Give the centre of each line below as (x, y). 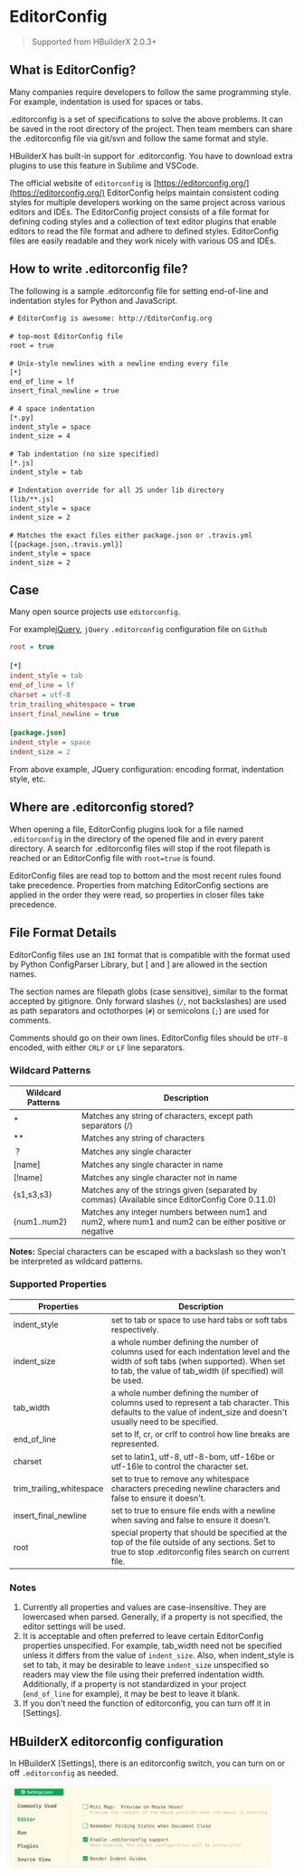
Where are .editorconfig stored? (102, 807)
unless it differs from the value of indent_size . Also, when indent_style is (158, 1655)
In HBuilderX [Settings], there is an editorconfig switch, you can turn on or (147, 1763)
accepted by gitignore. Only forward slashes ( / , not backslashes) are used (148, 1000)
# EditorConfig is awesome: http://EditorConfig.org (111, 318)
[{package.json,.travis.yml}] (66, 545)
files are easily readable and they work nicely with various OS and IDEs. (143, 241)
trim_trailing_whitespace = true (72, 704)
